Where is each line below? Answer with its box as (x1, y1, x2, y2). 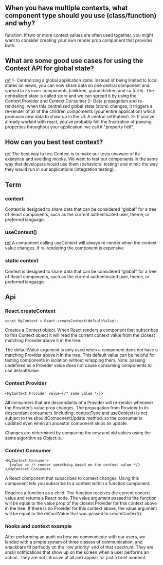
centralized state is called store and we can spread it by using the (5, 93, 137, 99)
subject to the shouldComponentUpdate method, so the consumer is (5, 415, 143, 421)
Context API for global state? (5, 64, 94, 73)
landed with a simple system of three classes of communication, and (5, 539, 143, 545)
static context (5, 257, 39, 264)
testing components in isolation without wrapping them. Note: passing (5, 357, 145, 363)
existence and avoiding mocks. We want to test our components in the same (5, 156, 158, 162)
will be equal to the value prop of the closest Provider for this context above (5, 500, 157, 506)
